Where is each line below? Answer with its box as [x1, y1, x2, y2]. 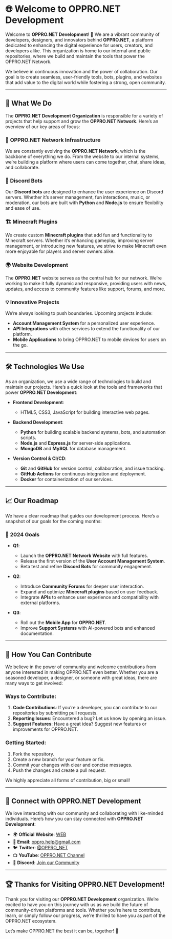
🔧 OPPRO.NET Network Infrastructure [5, 136, 101, 144]
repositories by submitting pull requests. [12, 710, 98, 716]
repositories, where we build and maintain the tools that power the [5, 53, 145, 59]
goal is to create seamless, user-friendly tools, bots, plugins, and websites [5, 74, 162, 80]
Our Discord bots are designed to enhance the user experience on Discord [5, 189, 164, 195]
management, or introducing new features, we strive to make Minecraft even [5, 243, 167, 249]
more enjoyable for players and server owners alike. [5, 248, 115, 254]
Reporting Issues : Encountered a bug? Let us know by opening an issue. [12, 715, 167, 722]
